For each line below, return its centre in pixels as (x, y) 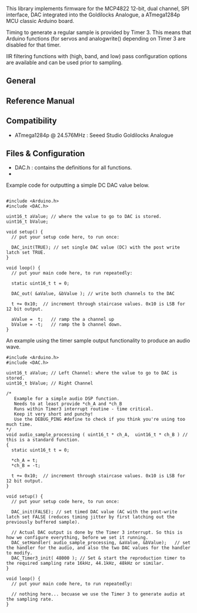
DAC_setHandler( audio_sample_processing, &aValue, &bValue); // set (101, 543)
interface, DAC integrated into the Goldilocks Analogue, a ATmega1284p (93, 15)
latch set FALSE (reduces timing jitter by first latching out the (91, 517)
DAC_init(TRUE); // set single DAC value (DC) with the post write (96, 247)
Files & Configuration (46, 153)
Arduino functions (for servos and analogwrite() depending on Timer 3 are (96, 38)
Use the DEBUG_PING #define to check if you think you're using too (99, 420)
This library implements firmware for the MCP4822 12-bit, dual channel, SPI (98, 9)
